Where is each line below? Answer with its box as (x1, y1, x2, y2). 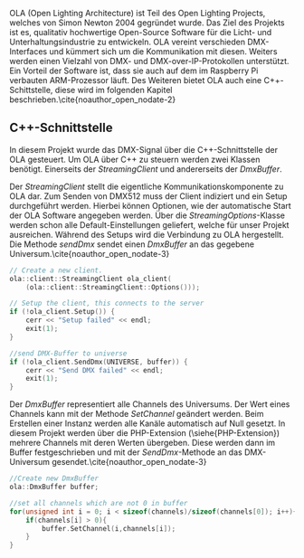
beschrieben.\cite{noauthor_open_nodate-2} (9, 94, 176, 105)
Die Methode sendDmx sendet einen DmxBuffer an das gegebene (9, 239, 255, 250)
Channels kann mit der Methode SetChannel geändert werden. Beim (9, 409, 264, 420)
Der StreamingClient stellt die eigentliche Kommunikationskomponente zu (9, 181, 284, 192)
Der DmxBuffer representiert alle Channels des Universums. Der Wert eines (9, 399, 290, 410)
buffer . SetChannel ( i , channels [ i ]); (42, 524, 176, 533)
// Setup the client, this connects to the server (9, 298, 204, 308)
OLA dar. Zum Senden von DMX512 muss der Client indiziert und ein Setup (9, 190, 288, 202)
